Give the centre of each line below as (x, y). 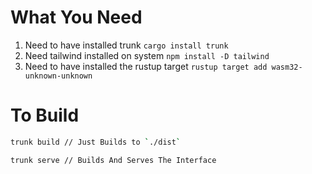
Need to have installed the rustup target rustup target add (146, 66)
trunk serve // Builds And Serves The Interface (113, 160)
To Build (45, 115)
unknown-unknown (58, 76)
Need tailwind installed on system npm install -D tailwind (147, 55)
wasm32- (287, 67)
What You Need (76, 17)
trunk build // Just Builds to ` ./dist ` (96, 142)
